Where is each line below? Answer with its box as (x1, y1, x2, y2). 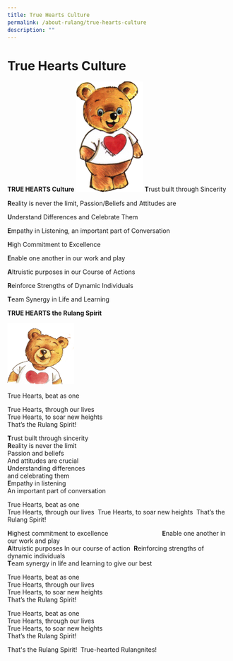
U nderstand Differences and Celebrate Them (7, 212, 138, 221)
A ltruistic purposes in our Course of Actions (7, 268, 136, 276)
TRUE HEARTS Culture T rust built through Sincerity (7, 185, 227, 194)
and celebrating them (7, 471, 70, 481)
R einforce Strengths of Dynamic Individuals (7, 281, 134, 289)
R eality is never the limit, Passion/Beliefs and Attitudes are (7, 199, 177, 207)
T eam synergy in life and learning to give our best (7, 559, 153, 568)
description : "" (7, 26, 55, 33)
